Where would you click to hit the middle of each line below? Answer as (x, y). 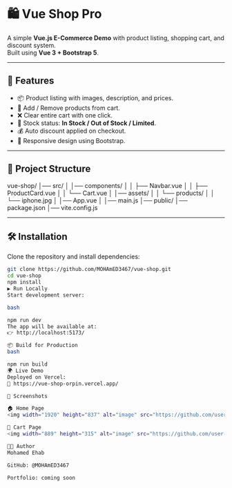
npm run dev (24, 320)
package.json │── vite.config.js (52, 207)
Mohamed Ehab (26, 453)
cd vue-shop (24, 276)
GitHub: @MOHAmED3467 (38, 465)
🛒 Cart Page (24, 428)
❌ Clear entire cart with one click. (65, 115)
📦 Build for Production (42, 346)
